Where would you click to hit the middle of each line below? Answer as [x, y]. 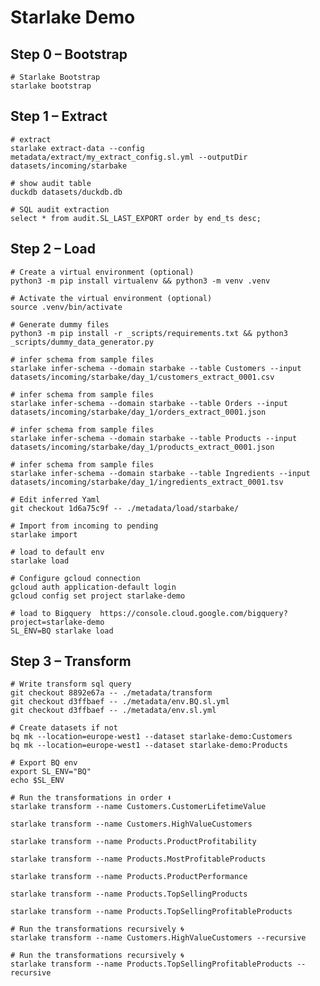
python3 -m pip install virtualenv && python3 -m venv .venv [140, 281]
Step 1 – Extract [59, 116]
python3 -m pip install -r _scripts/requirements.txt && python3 [149, 333]
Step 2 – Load [53, 249]
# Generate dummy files [60, 324]
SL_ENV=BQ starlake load [62, 631]
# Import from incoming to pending [84, 526]
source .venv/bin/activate [66, 307]
